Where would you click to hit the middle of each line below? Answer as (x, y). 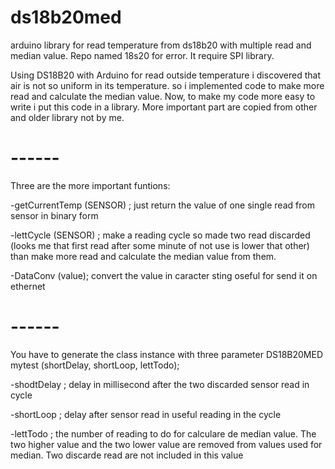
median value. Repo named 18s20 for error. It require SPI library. (142, 55)
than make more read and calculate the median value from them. (143, 256)
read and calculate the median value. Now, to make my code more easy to (163, 96)
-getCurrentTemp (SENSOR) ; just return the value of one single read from (162, 205)
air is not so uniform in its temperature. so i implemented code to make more (167, 85)
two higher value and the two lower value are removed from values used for (166, 444)
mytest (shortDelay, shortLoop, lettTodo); (95, 365)
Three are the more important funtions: (90, 185)
